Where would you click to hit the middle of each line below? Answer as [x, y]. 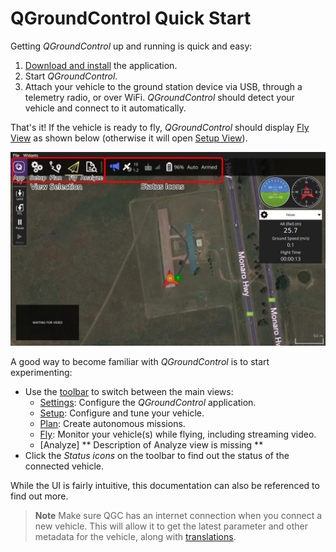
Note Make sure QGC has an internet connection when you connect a [178, 516]
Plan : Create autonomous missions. [112, 424]
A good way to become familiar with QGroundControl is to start [140, 362]
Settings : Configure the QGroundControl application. [148, 403]
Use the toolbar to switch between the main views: [129, 392]
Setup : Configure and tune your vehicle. [122, 413]
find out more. [39, 496]
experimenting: [41, 373]
